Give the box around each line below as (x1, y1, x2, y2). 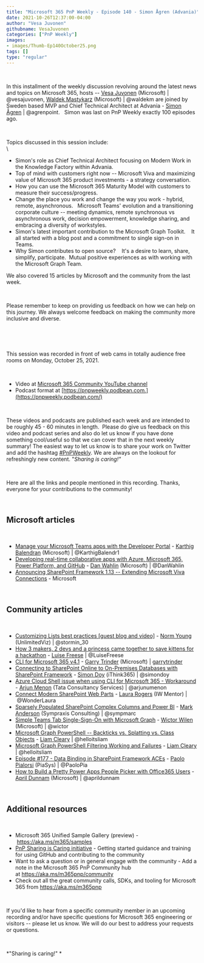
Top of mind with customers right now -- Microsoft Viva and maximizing (15, 170, 195, 177)
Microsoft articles (6, 515, 75, 525)
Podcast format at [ (15, 387, 64, 394)
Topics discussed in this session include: (6, 138, 109, 146)
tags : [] (6, 49, 29, 55)
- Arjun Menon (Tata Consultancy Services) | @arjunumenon (15, 684, 167, 691)
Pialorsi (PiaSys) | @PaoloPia (15, 761, 88, 769)
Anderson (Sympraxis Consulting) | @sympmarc (15, 709, 137, 717)
